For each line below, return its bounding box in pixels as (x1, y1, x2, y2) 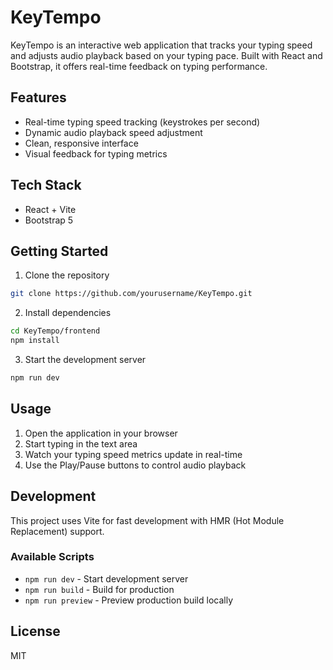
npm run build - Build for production (24, 583, 175, 595)
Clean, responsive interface (24, 137, 139, 149)
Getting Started (10, 242, 109, 260)
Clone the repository (24, 269, 110, 281)
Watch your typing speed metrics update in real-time (24, 448, 243, 460)
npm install (10, 336, 60, 346)
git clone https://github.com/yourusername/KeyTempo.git (10, 289, 253, 299)
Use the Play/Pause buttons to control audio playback (24, 459, 247, 471)
